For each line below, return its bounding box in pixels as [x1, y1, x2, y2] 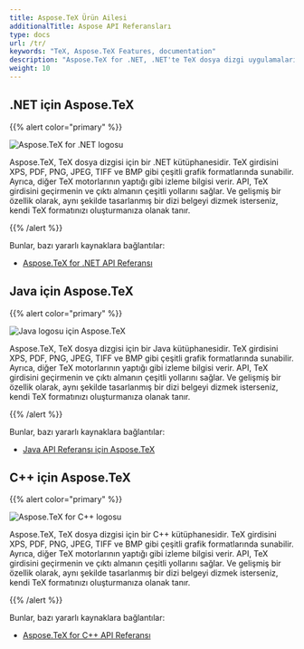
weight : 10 [9, 64, 51, 73]
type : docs [9, 30, 51, 39]
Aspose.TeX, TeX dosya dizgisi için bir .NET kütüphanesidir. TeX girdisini [9, 156, 279, 168]
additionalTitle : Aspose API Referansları [9, 22, 172, 31]
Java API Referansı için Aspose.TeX [22, 443, 156, 454]
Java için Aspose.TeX [9, 284, 134, 299]
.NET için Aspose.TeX [9, 97, 135, 113]
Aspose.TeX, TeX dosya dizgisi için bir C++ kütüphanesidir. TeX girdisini [9, 529, 278, 540]
